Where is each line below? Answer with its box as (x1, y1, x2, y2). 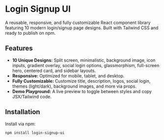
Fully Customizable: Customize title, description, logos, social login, (12, 78, 151, 84)
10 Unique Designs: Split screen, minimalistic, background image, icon (12, 57, 156, 63)
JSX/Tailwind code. (12, 93, 52, 99)
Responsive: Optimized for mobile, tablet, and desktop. (12, 72, 125, 79)
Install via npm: (5, 121, 36, 127)
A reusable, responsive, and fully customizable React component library (5, 20, 151, 25)
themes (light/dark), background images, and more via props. (12, 83, 137, 89)
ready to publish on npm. (5, 30, 55, 36)
